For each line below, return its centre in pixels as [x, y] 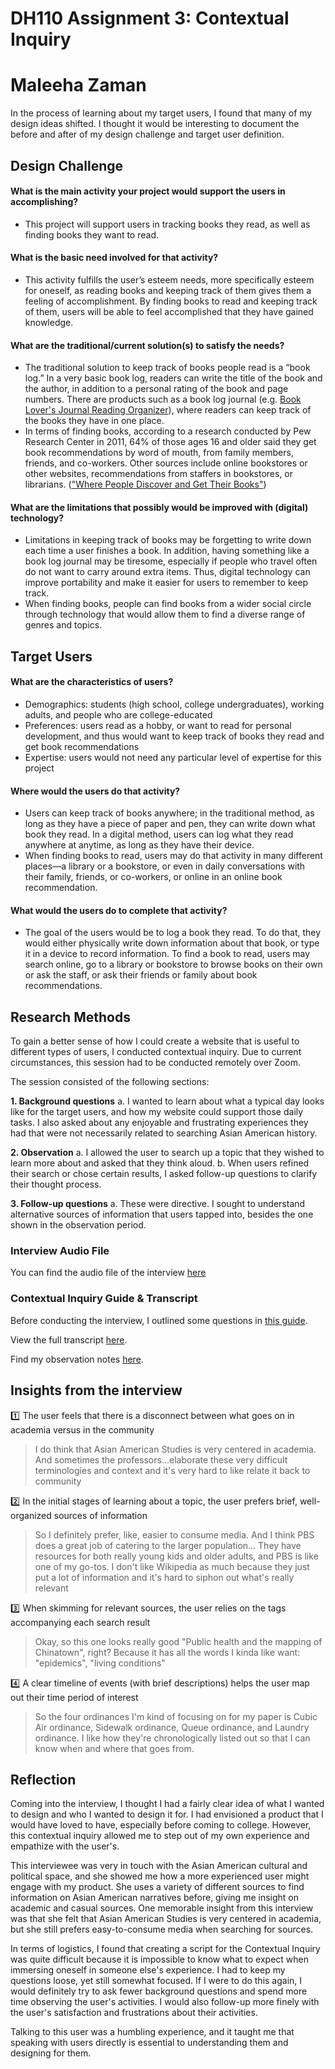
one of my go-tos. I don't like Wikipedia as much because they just [172, 1566]
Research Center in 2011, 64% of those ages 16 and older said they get [170, 442]
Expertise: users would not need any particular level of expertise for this [173, 757]
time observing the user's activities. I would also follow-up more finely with [165, 2002]
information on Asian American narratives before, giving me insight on [154, 1898]
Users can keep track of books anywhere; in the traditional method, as [169, 813]
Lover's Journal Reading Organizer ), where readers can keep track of [168, 410]
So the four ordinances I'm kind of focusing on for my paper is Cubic [176, 1716]
